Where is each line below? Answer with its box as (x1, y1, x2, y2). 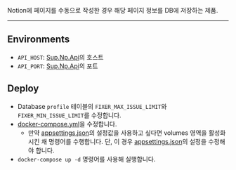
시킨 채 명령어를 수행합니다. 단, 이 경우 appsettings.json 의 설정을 (27, 137, 207, 145)
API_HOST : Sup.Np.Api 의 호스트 (17, 53, 104, 61)
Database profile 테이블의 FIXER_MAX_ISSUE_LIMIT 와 (17, 102, 167, 110)
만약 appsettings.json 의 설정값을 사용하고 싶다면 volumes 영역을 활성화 (27, 129, 226, 137)
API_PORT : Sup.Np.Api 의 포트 (17, 62, 98, 70)
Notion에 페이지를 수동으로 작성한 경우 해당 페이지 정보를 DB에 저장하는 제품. (7, 6, 218, 14)
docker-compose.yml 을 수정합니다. (17, 119, 117, 128)
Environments (7, 34, 70, 46)
